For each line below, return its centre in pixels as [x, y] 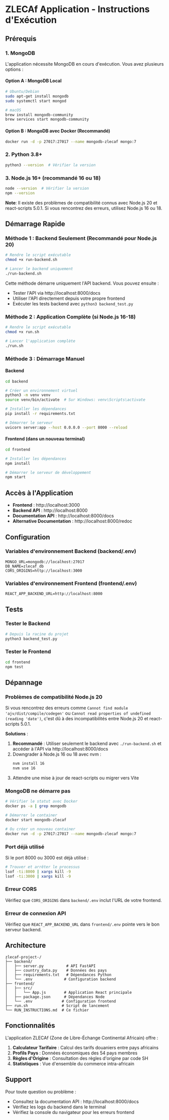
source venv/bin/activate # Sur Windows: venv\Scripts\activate [75, 400]
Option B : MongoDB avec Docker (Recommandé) [58, 131]
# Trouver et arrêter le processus [43, 867]
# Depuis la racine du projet [37, 634]
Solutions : [17, 734]
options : [14, 69]
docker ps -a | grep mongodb [36, 806]
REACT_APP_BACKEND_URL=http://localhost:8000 [54, 594]
